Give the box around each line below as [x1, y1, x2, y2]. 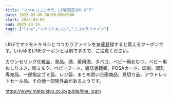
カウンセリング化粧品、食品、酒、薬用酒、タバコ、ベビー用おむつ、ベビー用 [5, 58, 167, 65]
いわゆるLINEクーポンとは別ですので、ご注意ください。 [13, 48, 132, 54]
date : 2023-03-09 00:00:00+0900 [5, 12, 74, 17]
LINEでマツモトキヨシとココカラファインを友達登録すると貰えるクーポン [5, 42, 159, 48]
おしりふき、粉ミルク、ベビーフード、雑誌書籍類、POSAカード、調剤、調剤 [5, 65, 165, 71]
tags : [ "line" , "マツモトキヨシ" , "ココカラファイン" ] [5, 27, 109, 32]
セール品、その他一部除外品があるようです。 [9, 78, 104, 84]
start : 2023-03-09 [5, 17, 45, 22]
